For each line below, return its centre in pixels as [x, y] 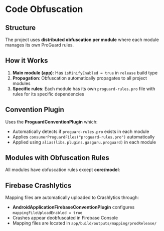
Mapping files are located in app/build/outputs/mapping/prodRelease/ [85, 223]
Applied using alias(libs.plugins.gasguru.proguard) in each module [84, 142]
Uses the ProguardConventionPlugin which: [51, 121]
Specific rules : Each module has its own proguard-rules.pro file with [84, 88]
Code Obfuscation [44, 9]
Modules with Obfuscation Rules [57, 158]
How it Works [27, 61]
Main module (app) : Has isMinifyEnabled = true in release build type [85, 72]
